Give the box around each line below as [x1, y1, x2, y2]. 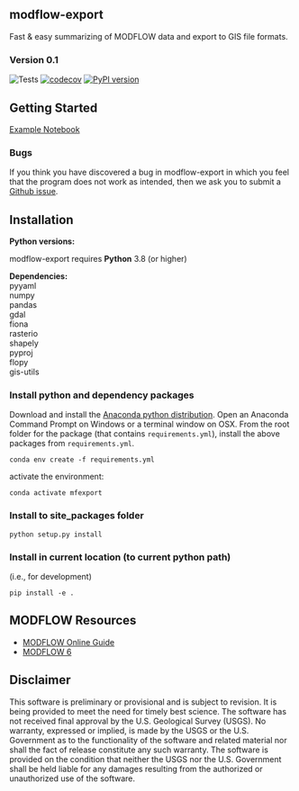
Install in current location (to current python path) [9, 551, 231, 563]
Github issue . [9, 186, 59, 197]
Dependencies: [9, 271, 68, 282]
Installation [9, 211, 74, 228]
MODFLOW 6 [22, 646, 72, 657]
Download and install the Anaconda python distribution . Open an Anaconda [9, 409, 289, 420]
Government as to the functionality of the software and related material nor [9, 734, 287, 745]
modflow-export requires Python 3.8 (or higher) [9, 254, 187, 265]
